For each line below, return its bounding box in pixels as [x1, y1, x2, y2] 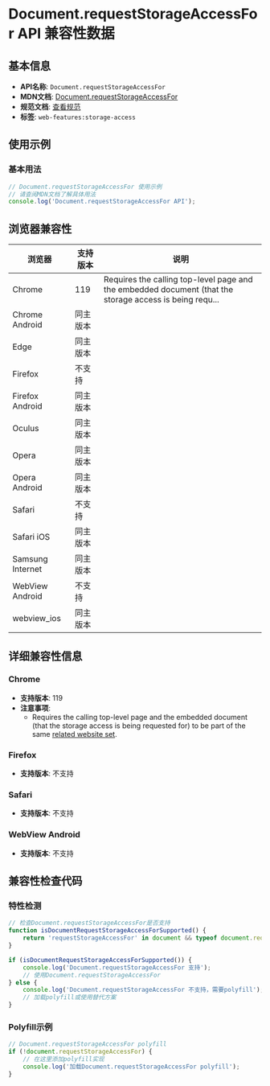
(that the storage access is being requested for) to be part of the [31, 721, 247, 730]
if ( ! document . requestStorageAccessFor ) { [8, 1047, 153, 1056]
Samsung [12, 553, 48, 565]
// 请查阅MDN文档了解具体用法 [8, 190, 96, 198]
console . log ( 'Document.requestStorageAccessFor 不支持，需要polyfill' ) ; [22, 986, 264, 994]
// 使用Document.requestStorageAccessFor [22, 971, 161, 979]
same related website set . [31, 729, 118, 738]
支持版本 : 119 [19, 693, 63, 702]
